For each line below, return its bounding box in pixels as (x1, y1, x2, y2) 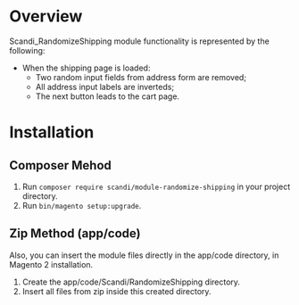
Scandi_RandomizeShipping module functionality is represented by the (9, 36, 270, 46)
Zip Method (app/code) (9, 226, 141, 242)
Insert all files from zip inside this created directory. (21, 285, 212, 296)
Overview (9, 6, 83, 27)
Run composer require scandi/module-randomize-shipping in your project (21, 181, 291, 192)
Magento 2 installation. (9, 259, 94, 269)
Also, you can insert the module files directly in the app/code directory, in (9, 250, 279, 260)
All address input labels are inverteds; (35, 81, 175, 92)
